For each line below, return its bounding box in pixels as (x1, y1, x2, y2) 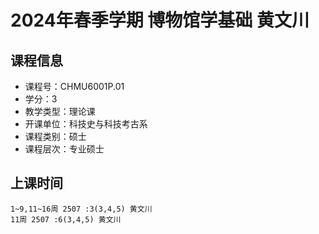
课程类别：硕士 (24, 131, 87, 142)
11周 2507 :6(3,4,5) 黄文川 (10, 214, 122, 225)
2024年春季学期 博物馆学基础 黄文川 (10, 9, 310, 32)
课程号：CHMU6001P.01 (24, 81, 125, 92)
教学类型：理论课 (24, 106, 96, 117)
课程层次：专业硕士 (24, 143, 105, 155)
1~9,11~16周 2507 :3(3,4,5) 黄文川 (10, 204, 153, 214)
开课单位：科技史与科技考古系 (24, 118, 148, 130)
